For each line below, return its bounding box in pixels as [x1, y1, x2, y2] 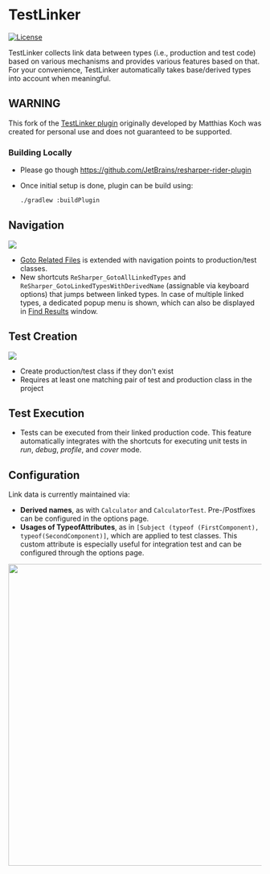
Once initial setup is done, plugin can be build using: [19, 181, 194, 191]
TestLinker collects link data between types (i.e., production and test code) [8, 47, 256, 57]
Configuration [8, 468, 80, 482]
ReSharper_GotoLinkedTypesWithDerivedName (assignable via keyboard [19, 280, 249, 291]
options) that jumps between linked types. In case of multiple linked [19, 289, 244, 299]
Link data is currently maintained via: [8, 489, 130, 500]
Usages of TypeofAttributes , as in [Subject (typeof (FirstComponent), [19, 522, 260, 532]
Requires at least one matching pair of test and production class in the [19, 374, 253, 384]
